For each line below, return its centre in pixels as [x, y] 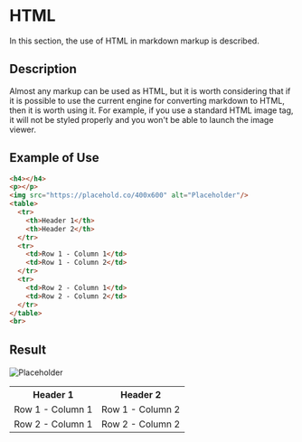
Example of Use [54, 158]
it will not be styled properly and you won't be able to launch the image [142, 119]
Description [43, 69]
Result [28, 349]
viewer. [23, 129]
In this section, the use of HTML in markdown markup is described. [134, 41]
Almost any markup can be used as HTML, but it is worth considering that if [150, 90]
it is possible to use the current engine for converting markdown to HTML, [147, 100]
